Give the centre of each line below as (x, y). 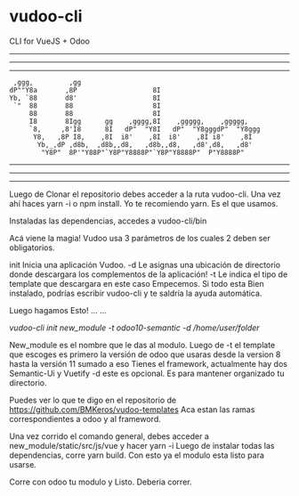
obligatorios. (32, 248)
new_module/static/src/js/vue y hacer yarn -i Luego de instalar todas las (142, 445)
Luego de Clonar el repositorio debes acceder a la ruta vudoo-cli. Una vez (145, 194)
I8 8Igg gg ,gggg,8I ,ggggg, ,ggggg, (139, 121)
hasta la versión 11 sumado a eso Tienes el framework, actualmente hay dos (148, 363)
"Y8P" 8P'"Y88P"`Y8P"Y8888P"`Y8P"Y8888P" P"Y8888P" (143, 152)
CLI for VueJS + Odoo (50, 41)
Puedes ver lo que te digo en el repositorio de (93, 400)
